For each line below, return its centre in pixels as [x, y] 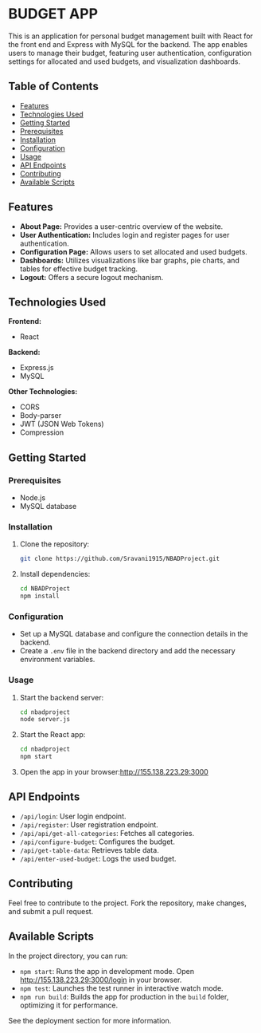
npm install [39, 596]
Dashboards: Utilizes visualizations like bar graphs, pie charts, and [130, 260]
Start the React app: [53, 735]
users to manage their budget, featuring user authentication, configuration [130, 53]
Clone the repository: [55, 544]
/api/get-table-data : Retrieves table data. [89, 850]
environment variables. [57, 660]
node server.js [45, 720]
